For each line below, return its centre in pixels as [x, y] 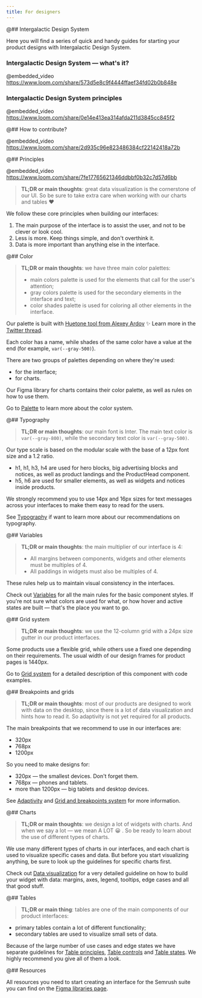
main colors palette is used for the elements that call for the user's [112, 280]
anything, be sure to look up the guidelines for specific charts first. [89, 861]
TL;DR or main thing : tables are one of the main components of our [105, 910]
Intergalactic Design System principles [64, 98]
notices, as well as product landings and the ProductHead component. [102, 475]
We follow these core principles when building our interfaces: [82, 214]
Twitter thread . [25, 331]
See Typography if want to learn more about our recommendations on [93, 517]
